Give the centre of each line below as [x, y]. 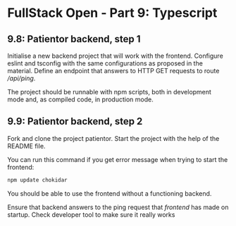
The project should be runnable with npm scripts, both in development [109, 92]
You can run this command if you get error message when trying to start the [118, 159]
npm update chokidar [38, 180]
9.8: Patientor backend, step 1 [74, 39]
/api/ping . [21, 78]
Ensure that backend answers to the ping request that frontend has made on [118, 207]
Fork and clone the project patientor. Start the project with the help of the [113, 138]
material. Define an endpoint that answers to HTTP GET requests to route [113, 71]
